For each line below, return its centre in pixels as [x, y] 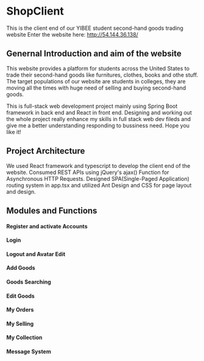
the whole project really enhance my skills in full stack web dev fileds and [99, 119]
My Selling [20, 323]
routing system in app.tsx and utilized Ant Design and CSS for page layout [99, 185]
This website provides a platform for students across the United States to [98, 68]
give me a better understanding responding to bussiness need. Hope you [98, 125]
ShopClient [35, 11]
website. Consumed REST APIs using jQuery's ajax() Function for [88, 172]
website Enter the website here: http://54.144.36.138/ [72, 34]
